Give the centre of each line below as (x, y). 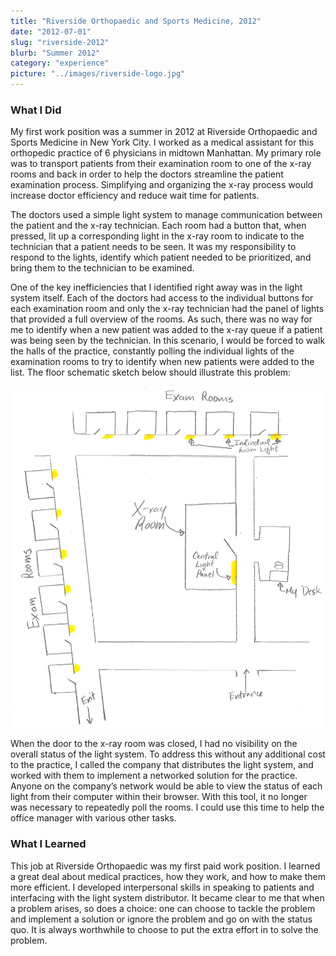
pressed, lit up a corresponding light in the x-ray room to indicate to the (157, 236)
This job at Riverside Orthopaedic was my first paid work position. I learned (165, 866)
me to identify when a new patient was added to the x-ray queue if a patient (166, 330)
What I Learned (48, 844)
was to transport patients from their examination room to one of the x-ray (161, 164)
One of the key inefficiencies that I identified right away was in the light (156, 287)
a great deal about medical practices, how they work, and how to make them (168, 876)
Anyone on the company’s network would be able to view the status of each (166, 786)
